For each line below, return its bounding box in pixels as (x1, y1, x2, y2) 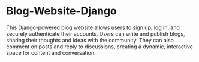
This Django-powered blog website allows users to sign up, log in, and (6, 24, 180, 31)
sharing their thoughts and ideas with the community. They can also (6, 36, 174, 44)
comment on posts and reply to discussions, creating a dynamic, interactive (6, 43, 194, 50)
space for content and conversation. (6, 49, 96, 56)
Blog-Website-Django (6, 4, 117, 18)
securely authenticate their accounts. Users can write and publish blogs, (6, 30, 185, 37)
